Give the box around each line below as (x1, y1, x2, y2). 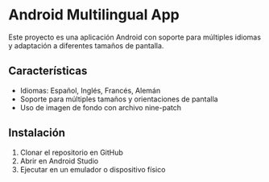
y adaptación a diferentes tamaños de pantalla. (8, 40, 164, 50)
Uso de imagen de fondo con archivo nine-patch (19, 102, 182, 112)
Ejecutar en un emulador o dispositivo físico (19, 164, 166, 174)
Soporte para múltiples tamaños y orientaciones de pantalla (19, 94, 219, 104)
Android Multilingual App (8, 6, 180, 24)
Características (8, 64, 88, 78)
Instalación (8, 126, 66, 140)
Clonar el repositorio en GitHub (19, 147, 123, 157)
